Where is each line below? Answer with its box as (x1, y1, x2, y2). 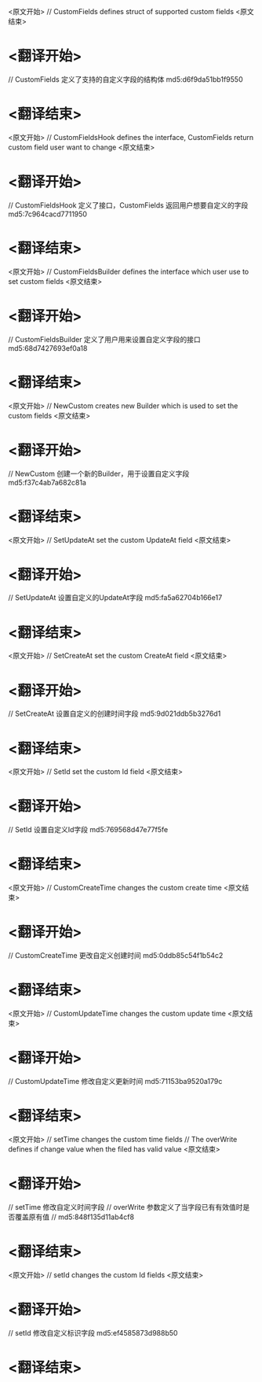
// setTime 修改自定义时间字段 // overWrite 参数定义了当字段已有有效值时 (8, 1202, 243, 1211)
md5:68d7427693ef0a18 (8, 343, 88, 352)
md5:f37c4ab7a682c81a (8, 477, 86, 487)
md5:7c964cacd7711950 (8, 209, 88, 219)
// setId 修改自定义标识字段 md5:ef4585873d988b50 (8, 1328, 178, 1337)
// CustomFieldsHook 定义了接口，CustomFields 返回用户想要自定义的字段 (8, 200, 249, 210)
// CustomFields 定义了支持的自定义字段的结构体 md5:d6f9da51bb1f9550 (8, 74, 243, 84)
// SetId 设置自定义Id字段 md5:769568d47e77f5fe (8, 825, 169, 835)
